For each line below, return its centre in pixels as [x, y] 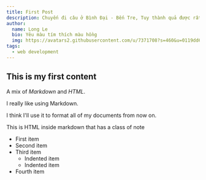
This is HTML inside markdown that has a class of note [76, 127]
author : [16, 23]
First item [27, 139]
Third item [28, 152]
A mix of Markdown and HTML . [46, 91]
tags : [13, 47]
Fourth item [30, 171]
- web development [36, 52]
